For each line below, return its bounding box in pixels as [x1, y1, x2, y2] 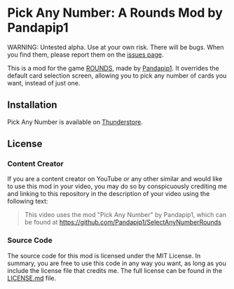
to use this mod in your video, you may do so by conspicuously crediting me [7, 182, 228, 190]
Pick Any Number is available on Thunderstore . [7, 118, 144, 126]
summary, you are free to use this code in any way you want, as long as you [7, 259, 226, 267]
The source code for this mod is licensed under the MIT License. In [7, 251, 201, 260]
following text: [7, 197, 48, 206]
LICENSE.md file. [7, 274, 57, 282]
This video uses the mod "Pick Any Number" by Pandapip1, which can [24, 211, 226, 219]
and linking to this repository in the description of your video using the [7, 190, 210, 198]
